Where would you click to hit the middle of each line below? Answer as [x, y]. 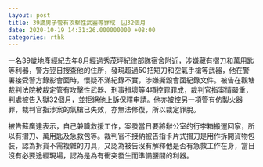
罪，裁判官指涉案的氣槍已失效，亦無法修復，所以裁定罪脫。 [104, 110]
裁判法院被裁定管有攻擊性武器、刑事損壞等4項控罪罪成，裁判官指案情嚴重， [130, 90]
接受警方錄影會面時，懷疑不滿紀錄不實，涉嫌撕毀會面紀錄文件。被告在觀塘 [135, 80]
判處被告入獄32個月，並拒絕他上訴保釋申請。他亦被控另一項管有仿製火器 [126, 100]
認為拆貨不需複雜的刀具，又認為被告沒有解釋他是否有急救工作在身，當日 [138, 146]
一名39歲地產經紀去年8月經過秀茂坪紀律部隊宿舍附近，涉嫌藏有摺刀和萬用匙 [131, 60]
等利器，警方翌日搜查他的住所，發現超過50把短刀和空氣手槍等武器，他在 [126, 71]
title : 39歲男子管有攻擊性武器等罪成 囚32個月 [77, 23]
